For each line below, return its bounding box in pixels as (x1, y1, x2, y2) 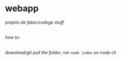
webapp (5, 3, 39, 14)
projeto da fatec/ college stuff (5, 19, 64, 25)
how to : (5, 35, 20, 40)
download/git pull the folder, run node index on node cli (5, 50, 116, 55)
